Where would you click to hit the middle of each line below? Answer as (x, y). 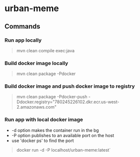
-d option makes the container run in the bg (55, 130)
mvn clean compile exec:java (45, 50)
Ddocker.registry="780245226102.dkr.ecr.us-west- (68, 102)
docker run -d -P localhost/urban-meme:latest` (63, 150)
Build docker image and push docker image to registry (70, 86)
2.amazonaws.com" (36, 107)
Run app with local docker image (44, 120)
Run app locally (23, 40)
